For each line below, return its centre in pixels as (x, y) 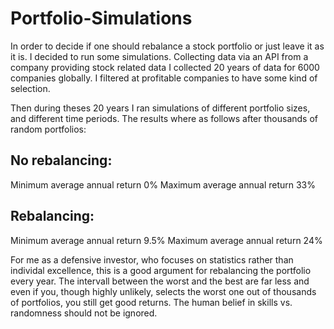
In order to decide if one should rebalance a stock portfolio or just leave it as (167, 46)
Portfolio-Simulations (101, 18)
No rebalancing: (61, 160)
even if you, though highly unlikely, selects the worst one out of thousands (163, 291)
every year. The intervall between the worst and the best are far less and (160, 281)
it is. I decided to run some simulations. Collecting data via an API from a (159, 56)
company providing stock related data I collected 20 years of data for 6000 (165, 67)
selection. (30, 88)
